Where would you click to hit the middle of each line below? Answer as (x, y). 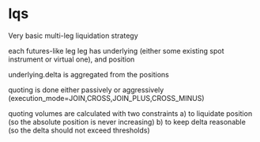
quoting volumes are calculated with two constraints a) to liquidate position (130, 113)
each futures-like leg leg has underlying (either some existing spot (116, 50)
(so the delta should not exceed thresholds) (79, 130)
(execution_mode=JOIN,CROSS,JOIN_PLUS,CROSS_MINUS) (106, 98)
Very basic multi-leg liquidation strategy (73, 35)
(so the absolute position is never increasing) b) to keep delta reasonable (127, 121)
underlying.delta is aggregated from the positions (89, 74)
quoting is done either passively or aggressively (86, 90)
